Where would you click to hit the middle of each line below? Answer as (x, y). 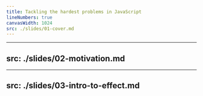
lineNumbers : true (29, 17)
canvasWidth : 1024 (29, 23)
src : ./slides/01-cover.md (40, 28)
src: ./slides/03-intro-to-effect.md (73, 85)
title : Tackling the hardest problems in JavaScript (74, 12)
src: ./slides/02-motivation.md (66, 58)
